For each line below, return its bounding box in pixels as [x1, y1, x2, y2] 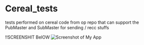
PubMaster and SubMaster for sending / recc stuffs [5, 24, 109, 30]
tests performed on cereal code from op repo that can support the [5, 19, 139, 25]
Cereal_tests [5, 3, 58, 14]
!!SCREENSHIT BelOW [5, 34, 50, 40]
